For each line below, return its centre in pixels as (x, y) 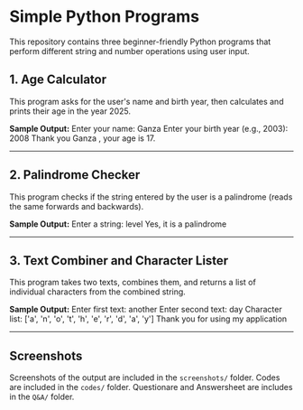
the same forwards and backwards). (77, 206)
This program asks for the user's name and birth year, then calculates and (147, 101)
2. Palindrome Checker (75, 175)
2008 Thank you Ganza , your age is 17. (83, 138)
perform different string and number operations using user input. (129, 51)
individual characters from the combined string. (98, 292)
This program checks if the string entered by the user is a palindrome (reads (151, 197)
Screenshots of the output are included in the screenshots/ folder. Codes (145, 377)
